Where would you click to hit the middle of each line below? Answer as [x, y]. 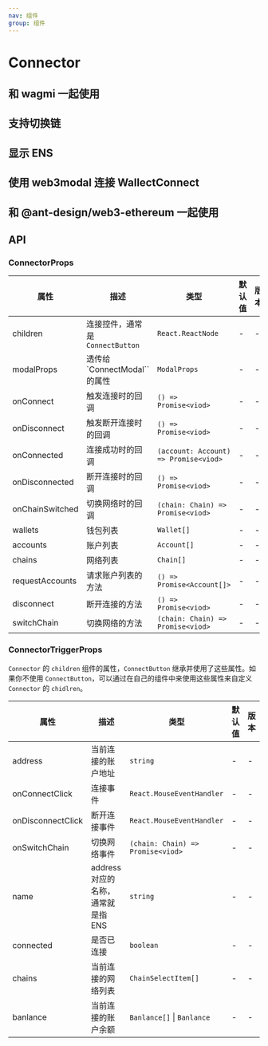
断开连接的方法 [114, 605]
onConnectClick [43, 793]
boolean [144, 945]
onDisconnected [43, 482]
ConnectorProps [41, 262]
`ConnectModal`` [118, 369]
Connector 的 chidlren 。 [48, 688]
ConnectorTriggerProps [55, 649]
